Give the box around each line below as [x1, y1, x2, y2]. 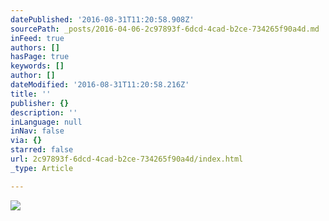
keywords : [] [10, 61, 65, 71]
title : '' [10, 89, 52, 99]
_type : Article [10, 163, 74, 173]
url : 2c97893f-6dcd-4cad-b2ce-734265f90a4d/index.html [10, 154, 244, 164]
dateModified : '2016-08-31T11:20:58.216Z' [10, 80, 190, 90]
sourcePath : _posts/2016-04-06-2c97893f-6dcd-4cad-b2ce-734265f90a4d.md [10, 24, 320, 34]
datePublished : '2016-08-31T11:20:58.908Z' [10, 14, 195, 25]
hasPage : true [10, 52, 70, 62]
